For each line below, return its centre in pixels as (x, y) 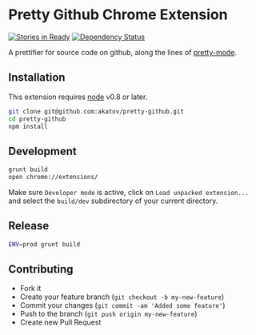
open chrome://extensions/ (53, 177)
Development (43, 151)
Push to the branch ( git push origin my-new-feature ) (108, 314)
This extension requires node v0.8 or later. (78, 97)
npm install (28, 126)
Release (29, 226)
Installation (37, 78)
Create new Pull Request (60, 322)
